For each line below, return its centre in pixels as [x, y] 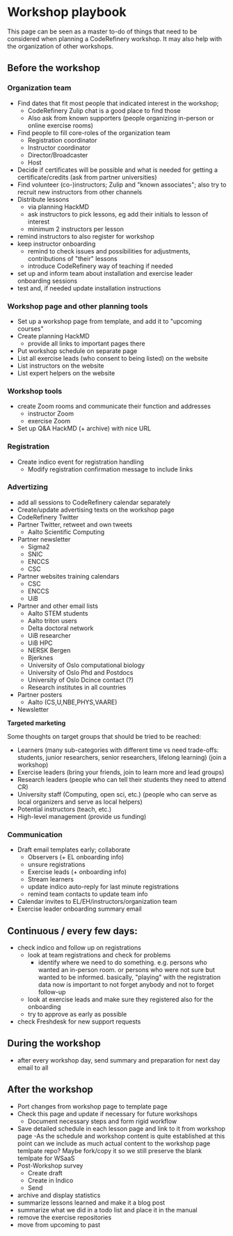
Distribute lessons [43, 199]
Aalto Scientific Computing [66, 532]
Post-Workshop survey [50, 1165]
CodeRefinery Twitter [48, 517]
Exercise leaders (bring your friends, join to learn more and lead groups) [121, 772]
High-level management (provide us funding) [82, 816]
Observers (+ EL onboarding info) [76, 857]
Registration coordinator [62, 140]
